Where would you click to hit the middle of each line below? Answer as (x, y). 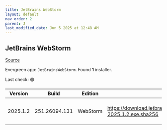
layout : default (22, 14)
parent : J (15, 23)
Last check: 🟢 (20, 79)
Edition (90, 93)
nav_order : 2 (19, 19)
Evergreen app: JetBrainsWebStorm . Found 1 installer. (59, 69)
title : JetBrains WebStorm (33, 10)
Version (19, 93)
